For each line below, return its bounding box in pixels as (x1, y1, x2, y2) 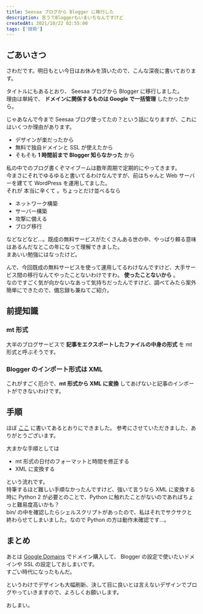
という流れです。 (6, 478, 48, 485)
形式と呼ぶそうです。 (6, 348, 59, 355)
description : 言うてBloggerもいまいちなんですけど (6, 15, 124, 21)
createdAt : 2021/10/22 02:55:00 (6, 20, 88, 26)
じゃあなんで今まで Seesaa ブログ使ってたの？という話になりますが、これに (6, 116, 197, 123)
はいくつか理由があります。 (6, 123, 75, 131)
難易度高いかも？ (16, 500, 59, 508)
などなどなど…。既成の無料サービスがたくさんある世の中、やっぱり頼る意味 (6, 236, 197, 243)
